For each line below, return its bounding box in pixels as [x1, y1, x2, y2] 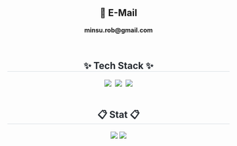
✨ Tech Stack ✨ [83, 60, 154, 72]
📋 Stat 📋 [97, 109, 140, 121]
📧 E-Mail [99, 7, 138, 19]
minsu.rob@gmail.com [84, 25, 153, 34]
